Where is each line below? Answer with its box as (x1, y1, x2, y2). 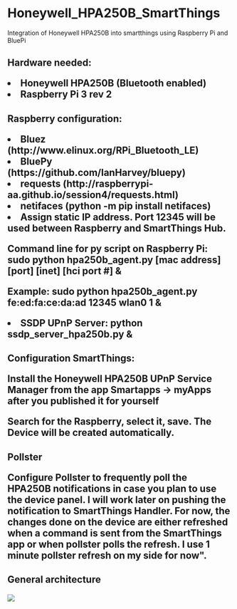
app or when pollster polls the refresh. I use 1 (7, 538, 210, 550)
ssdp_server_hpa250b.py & (7, 328, 133, 340)
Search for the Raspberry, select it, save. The (7, 415, 212, 428)
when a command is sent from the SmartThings (7, 527, 222, 539)
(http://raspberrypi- (63, 177, 154, 189)
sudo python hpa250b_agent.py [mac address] (7, 254, 221, 266)
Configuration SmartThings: (7, 353, 135, 365)
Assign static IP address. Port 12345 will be (20, 211, 216, 223)
